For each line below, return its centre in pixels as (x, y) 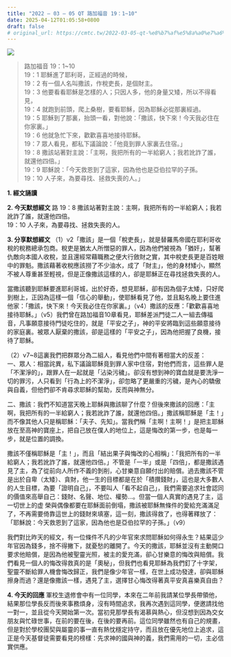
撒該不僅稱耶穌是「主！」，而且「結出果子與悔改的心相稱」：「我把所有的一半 (114, 453)
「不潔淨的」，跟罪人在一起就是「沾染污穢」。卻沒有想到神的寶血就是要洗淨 (112, 373)
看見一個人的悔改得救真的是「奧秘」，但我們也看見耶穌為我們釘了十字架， (117, 563)
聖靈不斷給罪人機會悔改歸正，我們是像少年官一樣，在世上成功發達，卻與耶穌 (115, 572)
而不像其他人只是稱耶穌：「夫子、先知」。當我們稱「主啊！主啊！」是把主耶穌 (115, 422)
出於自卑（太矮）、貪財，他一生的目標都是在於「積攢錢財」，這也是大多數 (115, 480)
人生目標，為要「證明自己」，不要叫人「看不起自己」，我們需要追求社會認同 (118, 488)
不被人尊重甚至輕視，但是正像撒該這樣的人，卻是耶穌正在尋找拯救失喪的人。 (115, 274)
